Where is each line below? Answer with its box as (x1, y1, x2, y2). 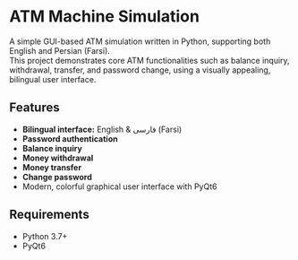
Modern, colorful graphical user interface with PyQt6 (21, 181, 217, 192)
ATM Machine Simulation (9, 6, 200, 27)
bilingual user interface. (9, 74, 97, 84)
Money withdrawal (21, 152, 94, 163)
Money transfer (21, 161, 82, 172)
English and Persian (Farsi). (9, 45, 110, 56)
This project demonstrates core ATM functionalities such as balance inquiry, (9, 55, 290, 65)
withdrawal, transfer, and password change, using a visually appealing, (9, 65, 271, 75)
